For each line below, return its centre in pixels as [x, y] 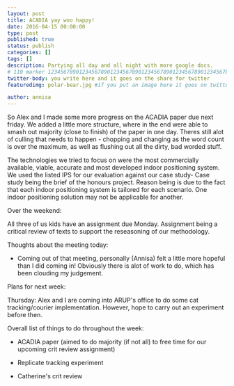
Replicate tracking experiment [60, 363]
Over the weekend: [34, 211]
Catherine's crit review [50, 376]
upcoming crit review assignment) [66, 349]
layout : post [26, 14]
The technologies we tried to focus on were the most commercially [103, 160]
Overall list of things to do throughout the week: [76, 328]
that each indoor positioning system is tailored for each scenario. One [107, 190]
